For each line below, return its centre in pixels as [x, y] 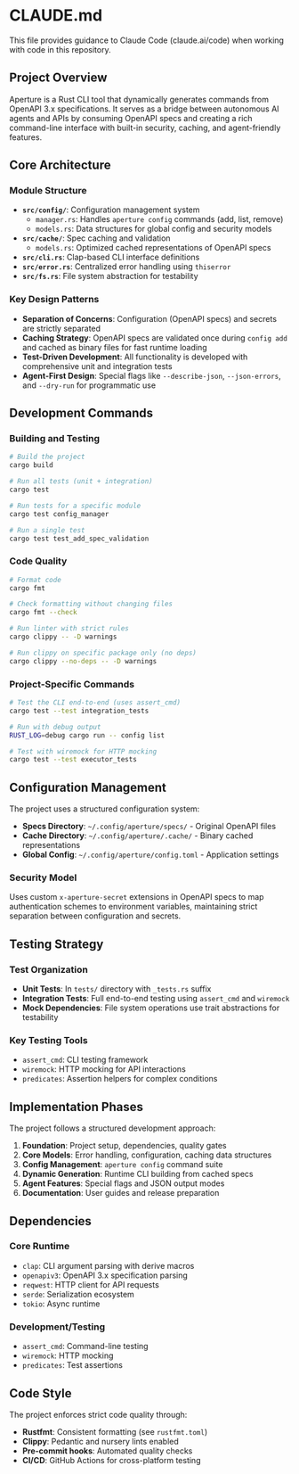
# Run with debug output [55, 727]
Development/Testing [57, 1327]
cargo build [31, 465]
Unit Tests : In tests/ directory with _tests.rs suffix [117, 989]
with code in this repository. [60, 49]
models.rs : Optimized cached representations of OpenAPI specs [153, 248]
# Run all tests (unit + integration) [81, 482]
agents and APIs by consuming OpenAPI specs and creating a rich [131, 118]
